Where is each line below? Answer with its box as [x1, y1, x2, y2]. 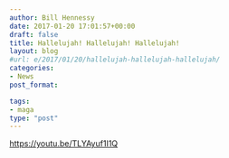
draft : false [9, 30, 59, 39]
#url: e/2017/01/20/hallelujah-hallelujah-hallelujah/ [9, 55, 221, 64]
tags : [9, 97, 30, 106]
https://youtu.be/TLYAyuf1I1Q [9, 138, 119, 149]
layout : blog [9, 47, 59, 56]
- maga [9, 105, 34, 114]
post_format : [9, 80, 59, 89]
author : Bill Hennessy [9, 13, 95, 23]
